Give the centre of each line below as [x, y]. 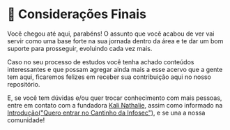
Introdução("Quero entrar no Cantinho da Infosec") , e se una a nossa [106, 113]
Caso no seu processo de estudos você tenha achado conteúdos [101, 62]
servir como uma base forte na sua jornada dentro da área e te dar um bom [115, 41]
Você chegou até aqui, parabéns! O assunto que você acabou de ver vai [111, 34]
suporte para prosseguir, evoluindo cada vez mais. [80, 48]
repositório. [24, 84]
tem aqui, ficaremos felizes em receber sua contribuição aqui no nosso [109, 77]
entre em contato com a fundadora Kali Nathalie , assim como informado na [115, 105]
